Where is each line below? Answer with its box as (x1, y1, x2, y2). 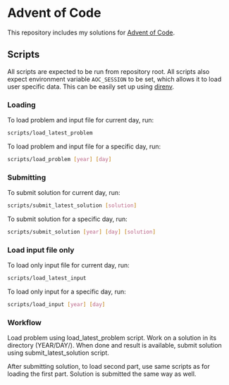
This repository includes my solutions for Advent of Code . (7, 28, 175, 37)
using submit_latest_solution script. (7, 348, 109, 357)
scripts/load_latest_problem (7, 130, 93, 137)
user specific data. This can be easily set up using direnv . (7, 82, 175, 91)
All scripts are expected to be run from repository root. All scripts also (7, 67, 210, 75)
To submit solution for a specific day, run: (7, 215, 128, 223)
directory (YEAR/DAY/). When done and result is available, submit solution (7, 341, 222, 350)
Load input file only (7, 245, 75, 255)
